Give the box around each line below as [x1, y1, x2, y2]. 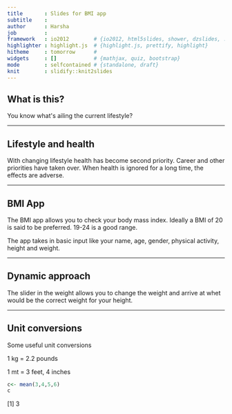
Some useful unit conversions [7, 341, 92, 349]
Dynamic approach [7, 270, 91, 282]
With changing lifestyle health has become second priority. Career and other [7, 157, 225, 165]
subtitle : [7, 17, 48, 23]
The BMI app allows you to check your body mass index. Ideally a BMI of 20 [7, 215, 223, 224]
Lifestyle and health [7, 138, 95, 150]
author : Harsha [7, 23, 70, 30]
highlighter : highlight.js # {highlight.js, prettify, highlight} [7, 42, 209, 49]
